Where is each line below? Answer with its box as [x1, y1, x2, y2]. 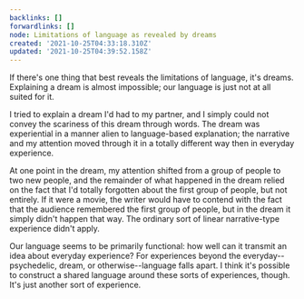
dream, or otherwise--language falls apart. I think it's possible [58, 260, 290, 271]
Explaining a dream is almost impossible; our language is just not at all [9, 82, 271, 93]
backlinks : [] [9, 13, 64, 23]
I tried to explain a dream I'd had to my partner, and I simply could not [9, 109, 270, 120]
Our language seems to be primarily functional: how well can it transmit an [9, 241, 288, 252]
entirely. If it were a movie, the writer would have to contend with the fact [9, 194, 283, 205]
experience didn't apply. [9, 224, 100, 234]
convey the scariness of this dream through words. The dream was [9, 119, 260, 130]
